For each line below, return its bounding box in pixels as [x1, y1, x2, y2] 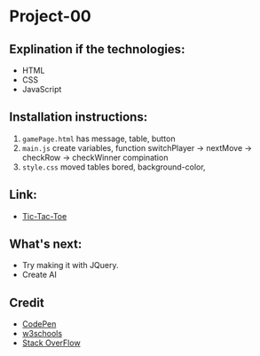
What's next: [9, 237, 83, 252]
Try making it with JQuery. [21, 260, 119, 271]
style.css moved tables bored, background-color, [21, 162, 206, 172]
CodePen [21, 319, 57, 329]
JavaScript [21, 84, 62, 94]
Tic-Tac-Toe [21, 210, 67, 221]
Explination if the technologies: [9, 42, 185, 57]
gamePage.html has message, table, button [21, 133, 176, 144]
